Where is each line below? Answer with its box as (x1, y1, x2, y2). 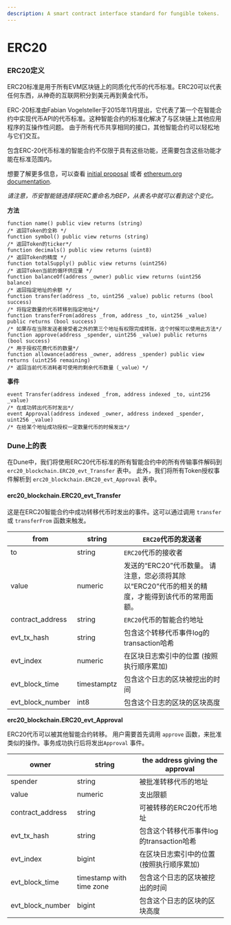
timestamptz (76, 679, 118, 689)
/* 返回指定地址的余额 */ (7, 287, 72, 294)
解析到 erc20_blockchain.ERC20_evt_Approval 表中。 (12, 475, 161, 483)
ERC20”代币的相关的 (133, 581, 201, 591)
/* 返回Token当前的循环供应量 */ (7, 267, 93, 274)
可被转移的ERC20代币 (139, 802, 210, 812)
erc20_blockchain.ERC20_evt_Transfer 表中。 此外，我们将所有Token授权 (7, 467, 214, 475)
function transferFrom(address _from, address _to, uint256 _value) (7, 312, 208, 319)
